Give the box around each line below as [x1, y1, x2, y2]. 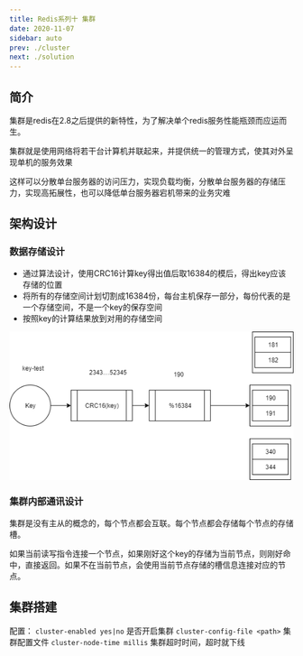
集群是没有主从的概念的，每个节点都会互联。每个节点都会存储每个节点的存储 [9, 517, 294, 528]
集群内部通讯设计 [9, 495, 84, 508]
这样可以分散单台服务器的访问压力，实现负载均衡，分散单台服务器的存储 [9, 176, 278, 187]
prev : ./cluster [9, 43, 70, 52]
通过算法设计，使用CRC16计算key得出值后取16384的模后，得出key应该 [22, 267, 287, 279]
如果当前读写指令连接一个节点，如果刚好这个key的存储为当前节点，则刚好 [9, 548, 284, 559]
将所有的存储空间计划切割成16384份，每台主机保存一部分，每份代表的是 [22, 290, 291, 301]
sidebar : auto [9, 33, 63, 42]
